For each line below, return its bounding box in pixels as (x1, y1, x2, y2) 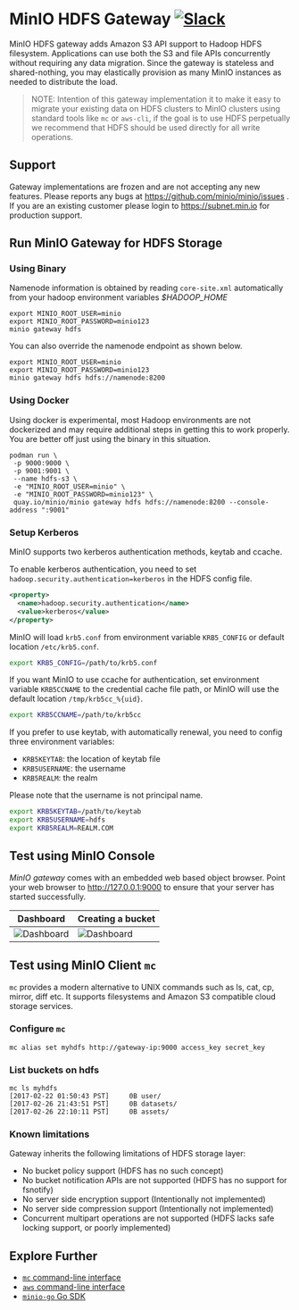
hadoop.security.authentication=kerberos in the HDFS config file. (9, 573, 253, 584)
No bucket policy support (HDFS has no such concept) (21, 1165, 224, 1176)
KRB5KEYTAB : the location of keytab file (21, 754, 161, 764)
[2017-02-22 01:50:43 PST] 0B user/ (9, 1092, 162, 1101)
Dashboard (17, 912, 65, 924)
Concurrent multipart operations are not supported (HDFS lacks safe (21, 1213, 275, 1223)
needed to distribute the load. (9, 76, 119, 87)
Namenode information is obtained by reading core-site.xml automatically (9, 282, 284, 294)
